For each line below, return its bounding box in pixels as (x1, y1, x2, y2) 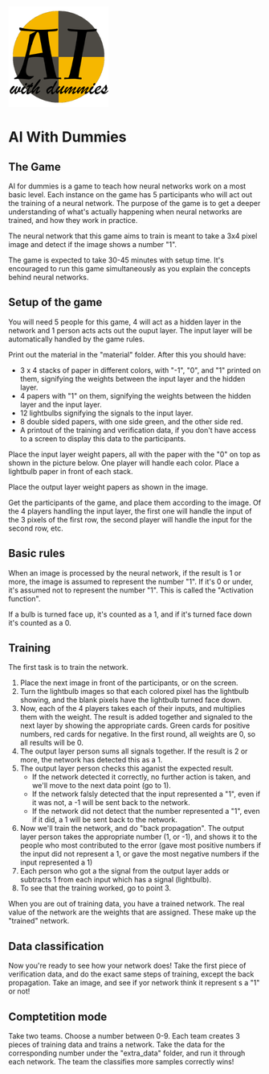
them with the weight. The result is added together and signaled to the (19, 713, 253, 722)
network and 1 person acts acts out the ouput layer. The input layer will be (8, 325, 253, 335)
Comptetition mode (8, 1010, 108, 1023)
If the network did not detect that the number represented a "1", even (31, 807, 261, 816)
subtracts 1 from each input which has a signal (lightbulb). (19, 875, 211, 885)
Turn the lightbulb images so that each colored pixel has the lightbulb (19, 687, 249, 696)
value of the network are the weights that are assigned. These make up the (8, 907, 257, 917)
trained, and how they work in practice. (8, 216, 138, 225)
